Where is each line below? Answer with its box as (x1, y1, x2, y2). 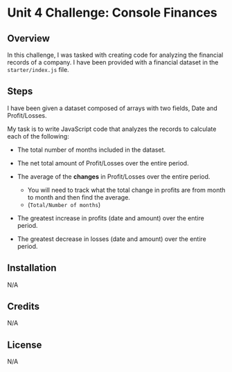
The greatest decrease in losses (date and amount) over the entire (17, 234, 206, 243)
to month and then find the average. (27, 193, 130, 202)
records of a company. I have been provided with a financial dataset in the (7, 58, 219, 67)
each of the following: (7, 132, 69, 140)
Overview (7, 33, 51, 44)
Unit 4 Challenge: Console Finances (7, 5, 218, 21)
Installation (7, 262, 57, 274)
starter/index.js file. (7, 66, 69, 73)
